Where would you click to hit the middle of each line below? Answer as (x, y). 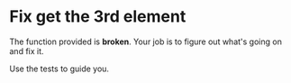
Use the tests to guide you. (59, 69)
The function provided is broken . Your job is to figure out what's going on (145, 41)
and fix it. (27, 51)
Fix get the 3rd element (98, 17)
